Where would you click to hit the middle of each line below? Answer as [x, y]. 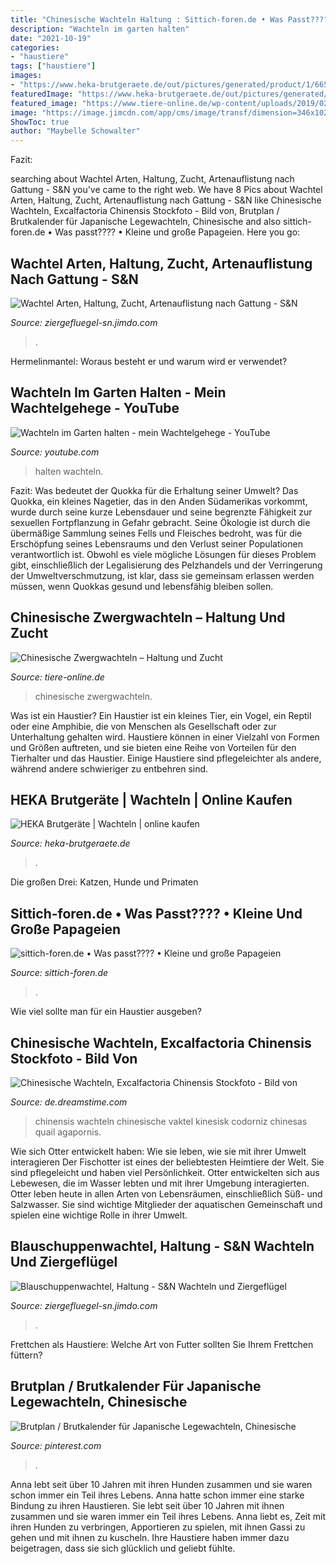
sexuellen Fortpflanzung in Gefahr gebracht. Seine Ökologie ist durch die [160, 522]
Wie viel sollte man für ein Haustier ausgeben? [106, 1012]
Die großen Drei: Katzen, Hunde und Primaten [104, 882]
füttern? [26, 1355]
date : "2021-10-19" [51, 38]
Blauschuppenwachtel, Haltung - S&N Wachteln [162, 1246]
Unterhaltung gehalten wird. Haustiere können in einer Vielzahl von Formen [165, 737]
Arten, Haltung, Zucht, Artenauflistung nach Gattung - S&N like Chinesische [166, 200]
